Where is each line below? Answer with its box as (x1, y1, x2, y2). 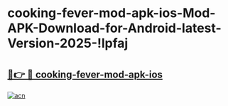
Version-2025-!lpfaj (7, 36, 129, 51)
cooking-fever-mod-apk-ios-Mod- (7, 5, 216, 21)
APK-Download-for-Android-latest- (7, 20, 222, 36)
